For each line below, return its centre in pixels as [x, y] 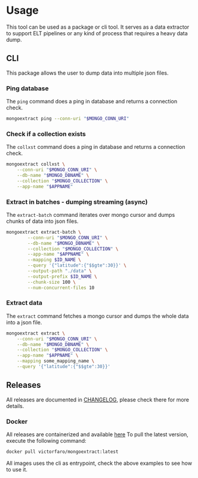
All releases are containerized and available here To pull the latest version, [98, 434]
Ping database [27, 88]
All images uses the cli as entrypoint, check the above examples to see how [99, 463]
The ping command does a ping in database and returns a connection [92, 102]
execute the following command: [46, 441]
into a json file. [24, 322]
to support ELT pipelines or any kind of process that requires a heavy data [97, 33]
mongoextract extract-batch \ [44, 232]
